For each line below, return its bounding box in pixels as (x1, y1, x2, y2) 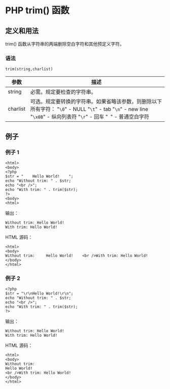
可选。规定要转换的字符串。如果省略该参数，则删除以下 (30, 98, 162, 105)
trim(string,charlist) (5, 67, 53, 72)
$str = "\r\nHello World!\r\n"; (5, 291, 73, 296)
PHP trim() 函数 (5, 5, 70, 16)
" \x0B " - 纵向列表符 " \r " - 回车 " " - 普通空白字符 (30, 113, 149, 120)
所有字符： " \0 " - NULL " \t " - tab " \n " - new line (30, 106, 148, 113)
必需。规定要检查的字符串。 (30, 88, 97, 95)
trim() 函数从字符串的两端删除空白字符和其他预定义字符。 (5, 41, 124, 47)
